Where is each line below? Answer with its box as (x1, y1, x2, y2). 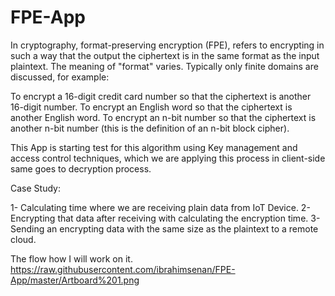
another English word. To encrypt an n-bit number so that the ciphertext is (10, 111, 317, 123)
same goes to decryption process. (10, 162, 152, 175)
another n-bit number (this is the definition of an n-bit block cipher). (10, 122, 290, 134)
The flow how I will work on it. (10, 252, 133, 265)
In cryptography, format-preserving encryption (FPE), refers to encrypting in (10, 39, 325, 51)
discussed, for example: (10, 71, 110, 83)
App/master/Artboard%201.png (10, 274, 140, 286)
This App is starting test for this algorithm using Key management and (10, 141, 298, 153)
